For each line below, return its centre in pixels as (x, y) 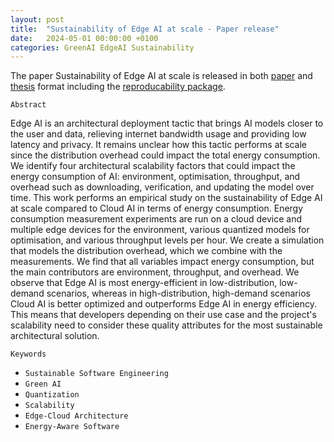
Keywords (28, 354)
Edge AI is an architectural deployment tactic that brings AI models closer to (167, 123)
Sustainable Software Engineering (96, 374)
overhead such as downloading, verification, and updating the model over (162, 187)
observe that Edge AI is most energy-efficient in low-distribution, (144, 283)
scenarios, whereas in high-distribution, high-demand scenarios (178, 293)
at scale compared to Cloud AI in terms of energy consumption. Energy (157, 208)
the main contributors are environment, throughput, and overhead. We (155, 272)
